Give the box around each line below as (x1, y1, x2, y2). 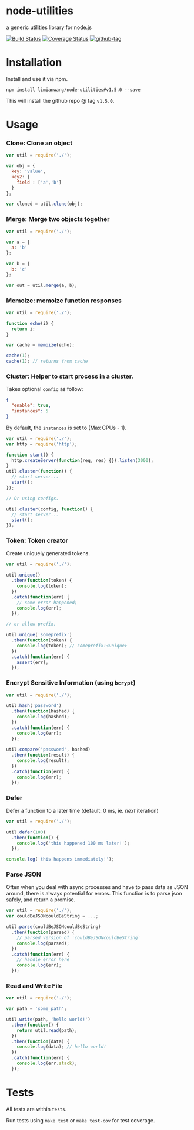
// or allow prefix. (6, 621, 57, 627)
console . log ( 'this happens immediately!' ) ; (6, 857, 115, 862)
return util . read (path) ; (16, 1027, 78, 1033)
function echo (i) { (6, 320, 54, 326)
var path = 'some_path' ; (6, 1006, 67, 1012)
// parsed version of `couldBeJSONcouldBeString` (16, 934, 141, 940)
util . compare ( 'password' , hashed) (6, 747, 91, 753)
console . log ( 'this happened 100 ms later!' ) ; (16, 840, 131, 846)
